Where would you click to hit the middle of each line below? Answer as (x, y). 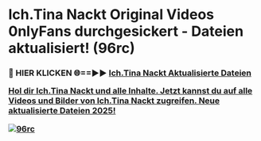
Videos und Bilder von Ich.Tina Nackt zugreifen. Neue (114, 101)
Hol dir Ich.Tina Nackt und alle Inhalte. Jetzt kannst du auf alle (130, 91)
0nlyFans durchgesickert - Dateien (126, 31)
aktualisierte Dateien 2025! (62, 111)
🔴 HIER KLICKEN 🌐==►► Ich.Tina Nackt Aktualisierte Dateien (130, 73)
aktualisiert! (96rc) (72, 48)
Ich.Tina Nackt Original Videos (111, 15)
